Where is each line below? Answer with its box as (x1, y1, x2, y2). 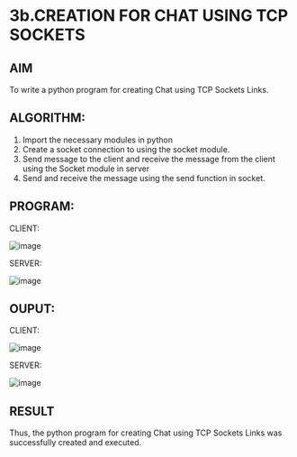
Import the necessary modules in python (22, 134, 174, 145)
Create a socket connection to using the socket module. (22, 143, 230, 154)
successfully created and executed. (9, 437, 142, 448)
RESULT (9, 403, 55, 419)
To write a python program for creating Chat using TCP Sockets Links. (9, 85, 269, 95)
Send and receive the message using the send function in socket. (22, 172, 265, 183)
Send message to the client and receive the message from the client (22, 153, 276, 164)
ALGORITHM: (9, 110, 85, 126)
